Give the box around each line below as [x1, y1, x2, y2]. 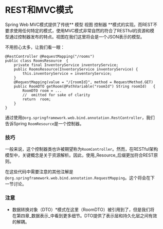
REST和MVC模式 [5, 4, 73, 16]
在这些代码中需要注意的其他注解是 [5, 169, 73, 175]
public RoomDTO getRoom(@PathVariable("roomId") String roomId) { [14, 84, 156, 89]
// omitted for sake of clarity [22, 92, 91, 97]
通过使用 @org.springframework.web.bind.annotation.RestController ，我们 [5, 114, 155, 120]
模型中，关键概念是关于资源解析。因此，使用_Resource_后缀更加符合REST [5, 152, 154, 158]
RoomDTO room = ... [22, 88, 62, 93]
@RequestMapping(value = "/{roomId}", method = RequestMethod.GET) [14, 79, 153, 85]
